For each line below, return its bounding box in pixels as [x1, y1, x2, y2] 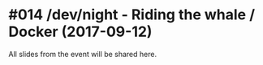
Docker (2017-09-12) [8, 22, 153, 41]
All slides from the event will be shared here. [8, 49, 157, 59]
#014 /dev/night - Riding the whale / [8, 6, 256, 24]
